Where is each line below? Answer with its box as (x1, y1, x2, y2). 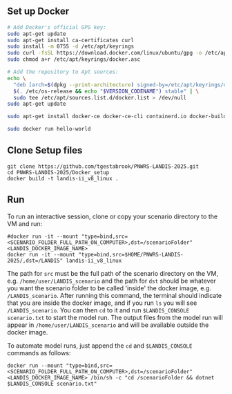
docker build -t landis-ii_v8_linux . (7, 175, 119, 182)
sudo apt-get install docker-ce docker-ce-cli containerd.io (7, 113, 187, 120)
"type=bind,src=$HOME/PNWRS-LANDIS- (78, 251, 184, 258)
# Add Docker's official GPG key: (7, 24, 107, 30)
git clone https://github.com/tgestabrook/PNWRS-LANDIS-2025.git (7, 162, 199, 170)
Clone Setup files (7, 144, 83, 156)
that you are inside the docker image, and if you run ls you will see (7, 299, 197, 307)
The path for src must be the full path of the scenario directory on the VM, (7, 269, 219, 277)
